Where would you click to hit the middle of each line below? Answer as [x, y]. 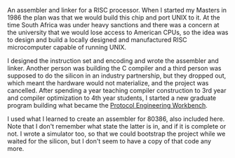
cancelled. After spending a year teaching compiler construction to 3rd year [117, 91]
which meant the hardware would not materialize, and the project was [108, 83]
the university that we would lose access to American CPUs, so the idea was [118, 32]
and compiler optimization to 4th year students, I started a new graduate [112, 98]
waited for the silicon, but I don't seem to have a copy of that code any [109, 141]
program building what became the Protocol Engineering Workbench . [108, 105]
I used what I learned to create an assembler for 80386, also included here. [116, 119]
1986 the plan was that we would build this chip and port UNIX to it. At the [114, 17]
